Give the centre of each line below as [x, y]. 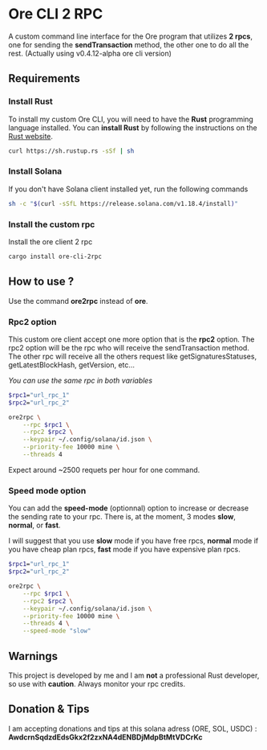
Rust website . [31, 136]
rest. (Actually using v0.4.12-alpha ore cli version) [90, 53]
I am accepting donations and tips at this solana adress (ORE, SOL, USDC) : [133, 728]
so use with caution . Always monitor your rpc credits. [97, 683]
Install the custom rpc [52, 224]
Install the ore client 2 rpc [51, 241]
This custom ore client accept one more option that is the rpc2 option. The [131, 339]
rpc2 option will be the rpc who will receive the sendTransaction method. [129, 347]
